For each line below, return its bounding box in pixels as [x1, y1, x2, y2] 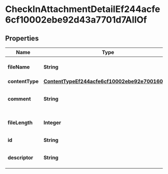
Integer [43, 119, 61, 126]
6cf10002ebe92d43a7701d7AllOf [5, 14, 147, 25]
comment [7, 95, 31, 102]
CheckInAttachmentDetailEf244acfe [5, 3, 160, 15]
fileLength [7, 119, 33, 126]
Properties [5, 34, 39, 42]
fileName [7, 63, 30, 70]
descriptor [7, 154, 33, 161]
